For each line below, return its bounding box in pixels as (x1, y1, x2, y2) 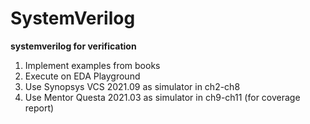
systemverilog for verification (10, 40, 137, 52)
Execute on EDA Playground (24, 70, 141, 82)
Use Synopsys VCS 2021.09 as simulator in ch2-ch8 (24, 80, 241, 92)
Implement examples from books (24, 59, 161, 71)
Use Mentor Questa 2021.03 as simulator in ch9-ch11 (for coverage (24, 91, 301, 103)
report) (24, 102, 55, 114)
